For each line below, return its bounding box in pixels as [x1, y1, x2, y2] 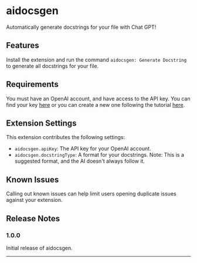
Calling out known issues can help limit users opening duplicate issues [6, 190, 177, 197]
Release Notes [6, 213, 60, 224]
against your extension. [6, 197, 63, 204]
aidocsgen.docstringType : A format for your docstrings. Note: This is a [14, 151, 185, 159]
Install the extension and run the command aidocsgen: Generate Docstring [6, 56, 187, 63]
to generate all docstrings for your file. [6, 62, 99, 69]
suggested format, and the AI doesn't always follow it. [14, 157, 145, 165]
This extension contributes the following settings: [6, 134, 125, 141]
